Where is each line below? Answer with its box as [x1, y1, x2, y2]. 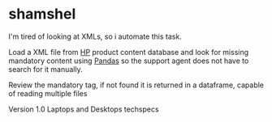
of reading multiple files [8, 88, 88, 98]
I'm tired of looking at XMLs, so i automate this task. [8, 32, 183, 41]
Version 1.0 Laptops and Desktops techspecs [8, 104, 160, 114]
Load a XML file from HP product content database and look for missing [8, 47, 249, 57]
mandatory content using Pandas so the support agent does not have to [8, 56, 249, 65]
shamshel [8, 5, 76, 23]
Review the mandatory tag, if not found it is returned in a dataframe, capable [8, 80, 265, 90]
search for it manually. [8, 64, 83, 74]
